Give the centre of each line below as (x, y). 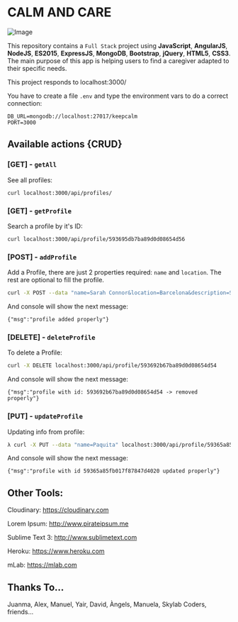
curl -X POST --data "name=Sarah (57, 293)
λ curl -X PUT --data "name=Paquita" (63, 445)
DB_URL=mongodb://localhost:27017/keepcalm (73, 116)
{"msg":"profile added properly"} (58, 320)
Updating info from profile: (46, 432)
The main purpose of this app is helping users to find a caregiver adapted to (118, 60)
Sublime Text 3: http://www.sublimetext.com (72, 538)
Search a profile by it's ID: (45, 226)
